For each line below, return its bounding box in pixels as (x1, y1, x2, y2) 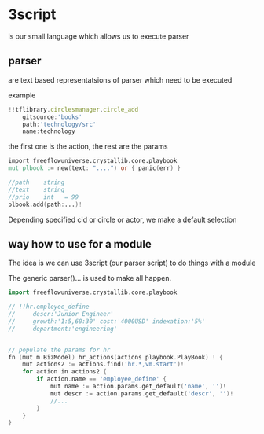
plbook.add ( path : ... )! (8, 200, 82, 208)
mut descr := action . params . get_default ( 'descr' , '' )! (49, 389, 234, 398)
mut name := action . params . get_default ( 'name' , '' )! (49, 383, 226, 391)
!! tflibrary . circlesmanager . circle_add (8, 105, 139, 113)
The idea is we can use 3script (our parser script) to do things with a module (8, 258, 256, 268)
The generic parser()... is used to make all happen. (8, 274, 172, 283)
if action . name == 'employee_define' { (36, 375, 167, 383)
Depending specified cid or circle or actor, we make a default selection (8, 215, 237, 224)
